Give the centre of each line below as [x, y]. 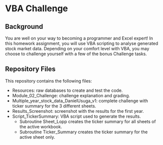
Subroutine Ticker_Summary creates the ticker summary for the [83, 132]
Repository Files [30, 69]
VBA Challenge [37, 9]
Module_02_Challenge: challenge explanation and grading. [71, 95]
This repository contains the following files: [48, 81]
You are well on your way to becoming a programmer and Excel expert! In [79, 38]
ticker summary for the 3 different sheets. [54, 106]
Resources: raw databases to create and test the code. [68, 90]
